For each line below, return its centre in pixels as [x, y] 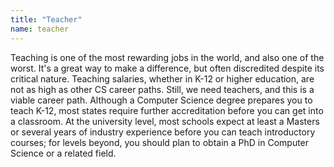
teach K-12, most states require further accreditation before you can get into [167, 110]
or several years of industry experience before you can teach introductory [163, 132]
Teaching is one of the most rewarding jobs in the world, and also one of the [167, 57]
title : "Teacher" [46, 19]
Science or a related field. [63, 153]
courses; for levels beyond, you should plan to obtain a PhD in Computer [160, 142]
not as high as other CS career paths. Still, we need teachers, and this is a [162, 89]
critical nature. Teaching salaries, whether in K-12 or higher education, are [162, 78]
